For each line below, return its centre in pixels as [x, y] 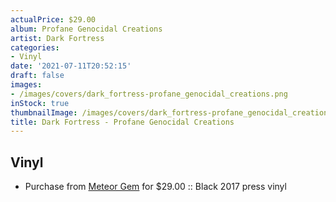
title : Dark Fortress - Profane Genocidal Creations [122, 122]
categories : [35, 47]
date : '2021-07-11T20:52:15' [71, 66]
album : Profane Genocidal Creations [86, 29]
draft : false [37, 76]
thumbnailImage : [44, 112]
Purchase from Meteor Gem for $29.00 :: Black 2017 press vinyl [155, 187]
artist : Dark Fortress [57, 38]
